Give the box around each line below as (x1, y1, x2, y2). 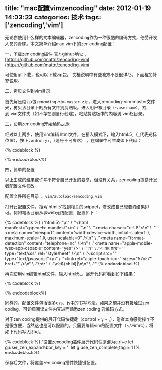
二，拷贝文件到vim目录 (5, 88, 51, 94)
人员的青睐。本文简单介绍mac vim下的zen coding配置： (5, 40, 116, 47)
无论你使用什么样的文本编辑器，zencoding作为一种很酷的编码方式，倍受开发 (5, 35, 158, 40)
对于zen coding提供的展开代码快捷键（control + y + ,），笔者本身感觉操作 (5, 316, 151, 322)
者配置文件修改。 (5, 183, 39, 189)
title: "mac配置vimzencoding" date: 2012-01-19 (5, 4, 151, 13)
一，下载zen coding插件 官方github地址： (5, 51, 88, 57)
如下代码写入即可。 (5, 328, 44, 334)
